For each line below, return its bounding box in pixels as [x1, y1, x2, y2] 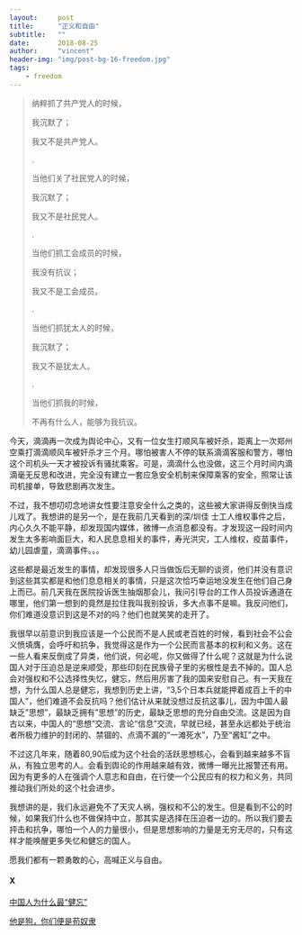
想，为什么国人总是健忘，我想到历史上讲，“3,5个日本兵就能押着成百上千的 [9, 684, 285, 694]
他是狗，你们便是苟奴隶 [9, 915, 96, 926]
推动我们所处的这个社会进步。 [9, 782, 120, 793]
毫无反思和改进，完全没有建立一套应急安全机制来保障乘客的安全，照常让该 [16, 469, 293, 480]
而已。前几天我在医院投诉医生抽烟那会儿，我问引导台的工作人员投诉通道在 [16, 586, 293, 597]
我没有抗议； [31, 267, 79, 277]
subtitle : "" [9, 30, 67, 39]
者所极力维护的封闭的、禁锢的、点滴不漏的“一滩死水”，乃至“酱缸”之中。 [9, 729, 276, 740]
